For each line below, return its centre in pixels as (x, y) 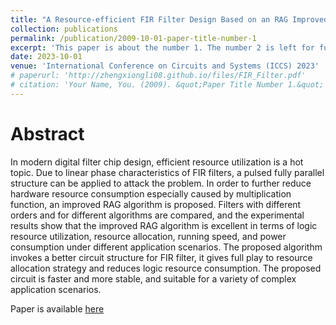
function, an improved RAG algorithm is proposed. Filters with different (156, 204)
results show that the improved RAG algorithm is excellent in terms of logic (164, 225)
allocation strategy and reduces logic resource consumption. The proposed (166, 268)
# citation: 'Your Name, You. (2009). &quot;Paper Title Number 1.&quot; (167, 85)
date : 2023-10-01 (46, 57)
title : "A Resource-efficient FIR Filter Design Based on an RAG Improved (169, 19)
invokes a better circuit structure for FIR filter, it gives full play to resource (161, 257)
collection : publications (64, 29)
